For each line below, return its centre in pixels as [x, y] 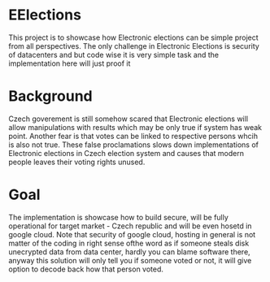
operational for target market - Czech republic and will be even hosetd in [130, 226]
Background [50, 96]
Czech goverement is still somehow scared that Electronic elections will [128, 119]
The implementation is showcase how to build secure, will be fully [119, 217]
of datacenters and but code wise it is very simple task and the [114, 54]
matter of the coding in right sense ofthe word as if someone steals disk [129, 243]
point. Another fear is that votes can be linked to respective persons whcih [133, 136]
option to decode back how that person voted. [86, 269]
